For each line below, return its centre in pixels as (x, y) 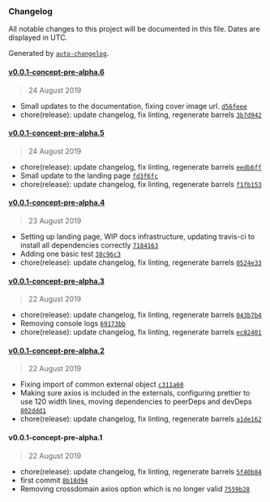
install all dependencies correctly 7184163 (89, 245)
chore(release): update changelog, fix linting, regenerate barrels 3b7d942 (141, 115)
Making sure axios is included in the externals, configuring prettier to (135, 393)
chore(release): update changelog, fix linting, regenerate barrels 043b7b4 (141, 315)
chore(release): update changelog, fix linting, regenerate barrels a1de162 (141, 419)
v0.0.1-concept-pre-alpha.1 (56, 437)
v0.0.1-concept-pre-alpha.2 (57, 350)
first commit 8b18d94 (54, 480)
